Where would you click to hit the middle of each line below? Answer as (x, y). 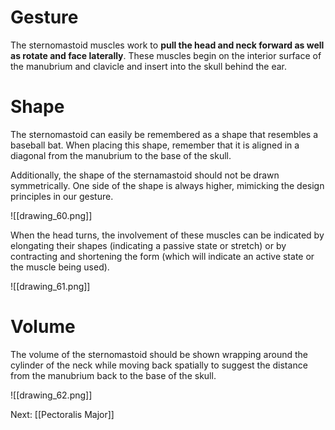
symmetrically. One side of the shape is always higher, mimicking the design (167, 185)
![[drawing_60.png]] (51, 215)
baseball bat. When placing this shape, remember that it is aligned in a (155, 145)
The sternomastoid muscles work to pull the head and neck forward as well (167, 45)
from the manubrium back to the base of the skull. (113, 375)
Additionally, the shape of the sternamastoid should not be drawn (145, 175)
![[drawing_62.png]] (51, 395)
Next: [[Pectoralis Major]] (62, 414)
